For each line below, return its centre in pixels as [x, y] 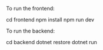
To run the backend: [30, 31]
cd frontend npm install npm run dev [50, 19]
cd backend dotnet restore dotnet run [51, 42]
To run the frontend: [30, 8]
